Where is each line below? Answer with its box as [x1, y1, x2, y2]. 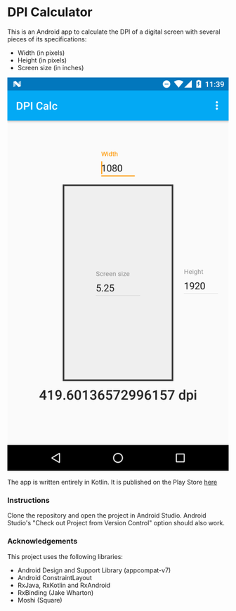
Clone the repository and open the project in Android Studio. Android [7, 511, 206, 520]
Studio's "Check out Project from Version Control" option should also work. [7, 519, 225, 527]
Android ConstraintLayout [17, 573, 93, 582]
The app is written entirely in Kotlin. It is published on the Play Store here [7, 478, 218, 486]
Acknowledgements [7, 537, 78, 546]
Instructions [7, 495, 51, 505]
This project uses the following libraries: [7, 552, 123, 560]
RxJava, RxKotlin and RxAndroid [17, 581, 111, 589]
